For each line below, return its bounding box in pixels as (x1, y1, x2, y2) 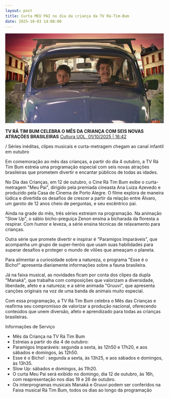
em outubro (5, 149, 29, 155)
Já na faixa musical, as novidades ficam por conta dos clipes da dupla (5, 272, 151, 278)
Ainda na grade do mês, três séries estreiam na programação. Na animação (5, 210, 162, 217)
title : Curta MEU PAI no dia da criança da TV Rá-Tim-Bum (5, 13, 129, 19)
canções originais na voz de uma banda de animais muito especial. (5, 288, 144, 294)
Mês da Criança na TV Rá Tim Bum (12, 333, 86, 339)
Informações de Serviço (5, 324, 55, 330)
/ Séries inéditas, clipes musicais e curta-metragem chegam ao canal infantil (5, 143, 164, 150)
